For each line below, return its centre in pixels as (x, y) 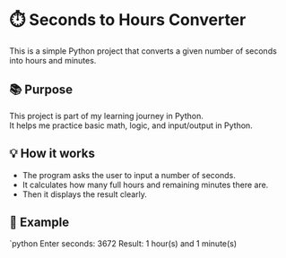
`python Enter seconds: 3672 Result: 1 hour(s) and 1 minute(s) (123, 244)
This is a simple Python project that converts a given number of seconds (143, 51)
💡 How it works (52, 154)
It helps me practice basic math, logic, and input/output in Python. (131, 125)
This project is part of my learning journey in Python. (106, 116)
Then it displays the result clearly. (85, 194)
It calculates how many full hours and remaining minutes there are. (145, 185)
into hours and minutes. (53, 60)
